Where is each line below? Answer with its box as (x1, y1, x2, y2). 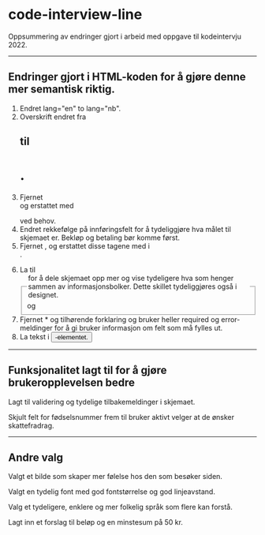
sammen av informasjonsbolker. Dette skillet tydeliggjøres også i (28, 282, 237, 291)
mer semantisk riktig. (8, 83, 116, 96)
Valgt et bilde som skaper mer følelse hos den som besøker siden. (8, 472, 223, 481)
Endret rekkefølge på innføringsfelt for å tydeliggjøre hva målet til (19, 225, 231, 234)
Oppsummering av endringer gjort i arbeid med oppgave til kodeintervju (8, 32, 242, 41)
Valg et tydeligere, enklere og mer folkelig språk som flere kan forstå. (8, 503, 233, 512)
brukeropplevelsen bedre (8, 376, 136, 390)
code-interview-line (8, 6, 143, 24)
